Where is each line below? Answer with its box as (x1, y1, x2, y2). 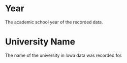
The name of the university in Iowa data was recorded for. (5, 52, 123, 58)
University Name (5, 36, 75, 47)
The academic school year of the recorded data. (5, 19, 103, 25)
